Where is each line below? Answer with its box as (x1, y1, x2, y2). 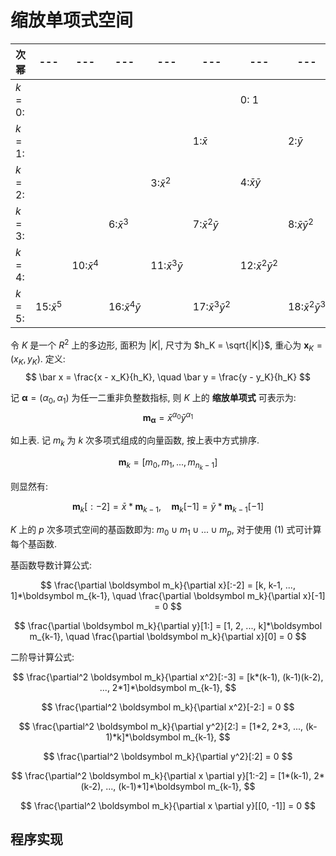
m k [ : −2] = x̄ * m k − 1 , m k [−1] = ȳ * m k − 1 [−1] (72, 501, 264, 515)
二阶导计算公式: (10, 651, 75, 663)
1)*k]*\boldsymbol (105, 731, 181, 743)
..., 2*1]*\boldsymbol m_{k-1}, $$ (99, 681, 237, 693)
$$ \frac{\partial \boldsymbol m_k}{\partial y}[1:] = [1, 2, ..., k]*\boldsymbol (13, 619, 323, 631)
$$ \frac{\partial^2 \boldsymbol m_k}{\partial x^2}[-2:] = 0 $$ (41, 701, 295, 713)
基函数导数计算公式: (10, 559, 93, 571)
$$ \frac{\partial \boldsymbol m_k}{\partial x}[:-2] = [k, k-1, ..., (40, 579, 296, 591)
